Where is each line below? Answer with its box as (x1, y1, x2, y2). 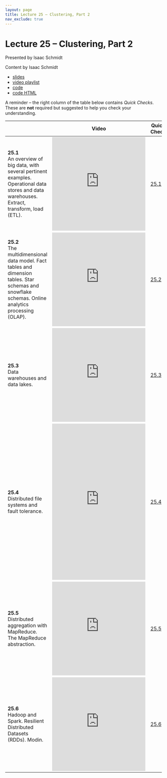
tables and (7, 263, 32, 270)
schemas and (7, 282, 39, 289)
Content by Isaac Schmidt (5, 64, 58, 70)
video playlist (12, 79, 40, 85)
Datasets (7, 730, 29, 737)
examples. (7, 174, 32, 181)
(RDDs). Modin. (7, 737, 44, 744)
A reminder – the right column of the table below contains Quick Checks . (5, 99, 154, 105)
